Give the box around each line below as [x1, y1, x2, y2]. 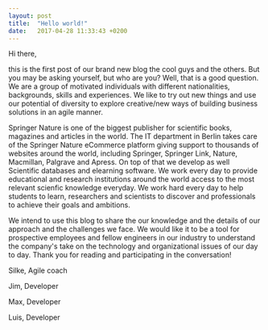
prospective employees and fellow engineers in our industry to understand [8, 233, 256, 243]
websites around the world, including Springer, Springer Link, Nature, [8, 148, 238, 158]
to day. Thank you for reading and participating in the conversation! [8, 250, 232, 260]
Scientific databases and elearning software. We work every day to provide [8, 166, 258, 176]
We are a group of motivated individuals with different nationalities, [8, 81, 231, 91]
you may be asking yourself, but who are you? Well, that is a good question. [8, 73, 259, 83]
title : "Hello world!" [8, 19, 89, 27]
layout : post [8, 11, 52, 20]
